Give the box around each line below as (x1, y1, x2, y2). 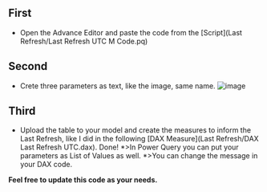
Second (8, 59, 48, 73)
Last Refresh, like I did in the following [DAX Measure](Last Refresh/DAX (19, 134, 259, 144)
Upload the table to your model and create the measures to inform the (19, 125, 251, 135)
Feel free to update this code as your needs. (8, 175, 158, 185)
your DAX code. (19, 160, 73, 170)
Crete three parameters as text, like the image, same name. (19, 80, 216, 91)
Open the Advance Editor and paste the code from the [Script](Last (19, 27, 243, 37)
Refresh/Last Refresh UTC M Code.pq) (19, 36, 148, 46)
